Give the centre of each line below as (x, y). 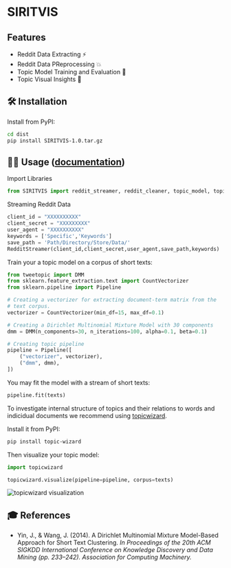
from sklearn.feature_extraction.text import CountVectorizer (98, 281)
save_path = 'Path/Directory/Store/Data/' (69, 242)
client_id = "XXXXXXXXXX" (44, 217)
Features (26, 37)
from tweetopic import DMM (46, 275)
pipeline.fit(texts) (37, 395)
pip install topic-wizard (44, 441)
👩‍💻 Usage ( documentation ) (66, 162)
